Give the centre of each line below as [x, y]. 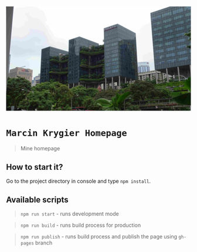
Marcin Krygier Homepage [67, 133]
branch [44, 243]
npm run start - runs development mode [69, 214]
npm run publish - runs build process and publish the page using [99, 237]
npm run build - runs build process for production [81, 225]
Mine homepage [40, 149]
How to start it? [35, 167]
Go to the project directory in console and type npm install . [79, 181]
